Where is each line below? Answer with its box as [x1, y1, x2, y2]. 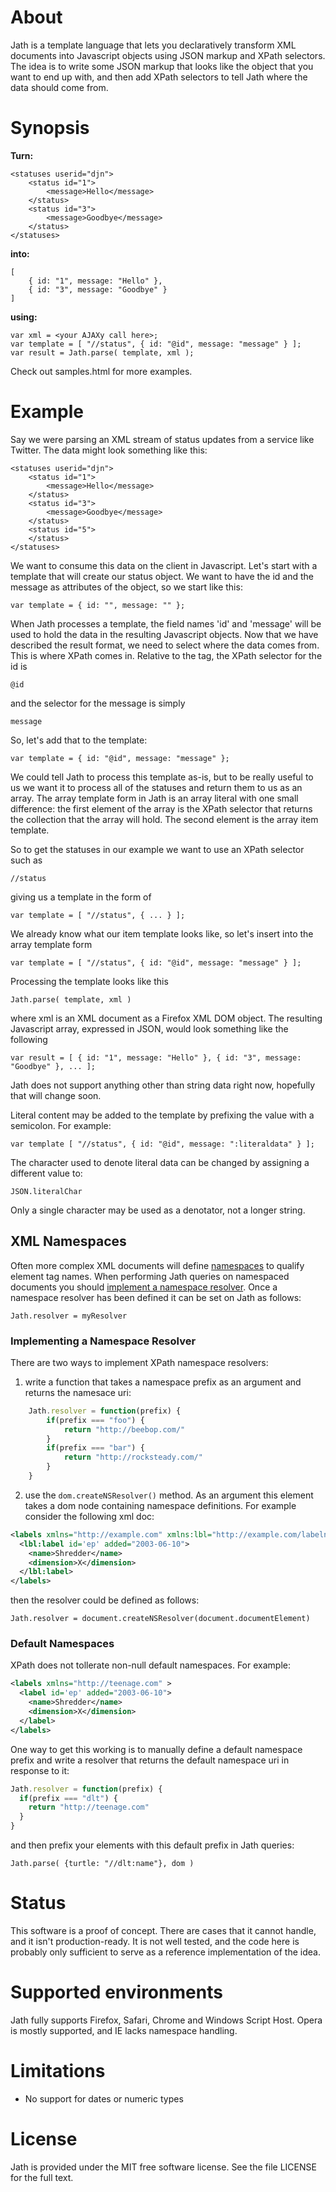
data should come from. [10, 81, 109, 93]
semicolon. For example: [10, 1119, 112, 1131]
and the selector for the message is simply [10, 697, 186, 709]
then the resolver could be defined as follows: [10, 1594, 200, 1606]
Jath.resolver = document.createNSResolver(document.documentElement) [10, 1614, 311, 1624]
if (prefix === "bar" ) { [46, 1443, 145, 1453]
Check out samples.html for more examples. [10, 365, 193, 377]
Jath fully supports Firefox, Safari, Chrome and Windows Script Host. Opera [10, 2014, 323, 2026]
